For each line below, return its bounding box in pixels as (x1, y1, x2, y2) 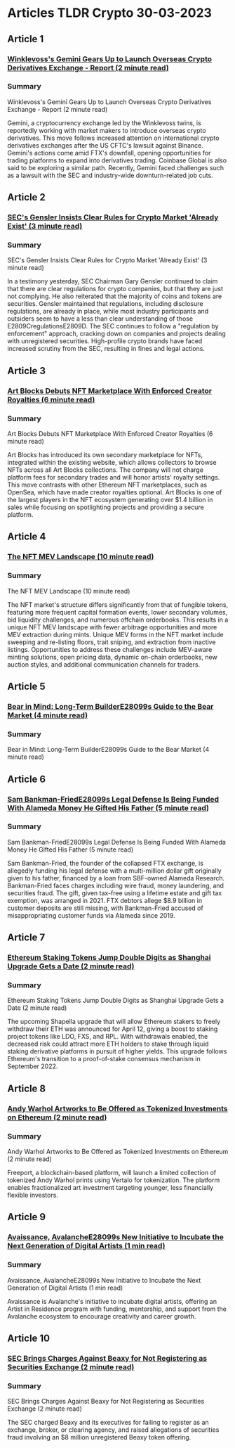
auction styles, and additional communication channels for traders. (7, 660, 201, 669)
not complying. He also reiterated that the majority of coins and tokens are (7, 292, 222, 300)
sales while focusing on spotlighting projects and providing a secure (7, 503, 205, 511)
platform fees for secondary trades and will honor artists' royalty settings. (7, 473, 220, 482)
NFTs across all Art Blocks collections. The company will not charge (7, 466, 203, 474)
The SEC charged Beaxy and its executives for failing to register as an (7, 1418, 209, 1427)
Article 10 (7, 1333, 51, 1345)
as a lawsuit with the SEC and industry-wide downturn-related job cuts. (7, 171, 213, 179)
